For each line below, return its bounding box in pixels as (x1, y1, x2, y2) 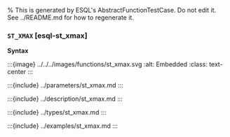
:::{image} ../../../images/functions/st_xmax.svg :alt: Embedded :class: (7, 60, 208, 68)
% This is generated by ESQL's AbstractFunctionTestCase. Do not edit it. (7, 6, 217, 14)
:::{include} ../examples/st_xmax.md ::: (7, 122, 118, 130)
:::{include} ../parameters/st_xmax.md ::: (7, 81, 124, 89)
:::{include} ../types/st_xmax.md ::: (7, 108, 107, 117)
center (7, 68, 27, 76)
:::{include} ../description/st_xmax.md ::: (7, 94, 123, 103)
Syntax (7, 47, 29, 55)
